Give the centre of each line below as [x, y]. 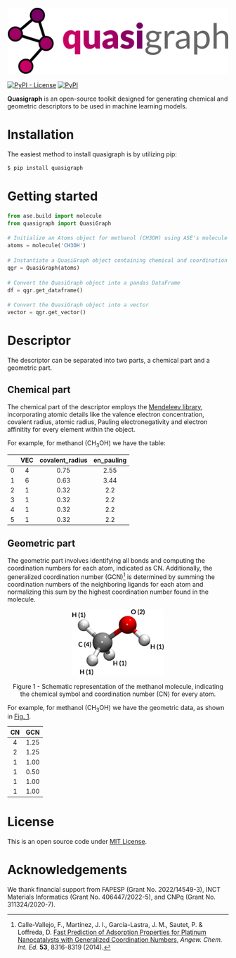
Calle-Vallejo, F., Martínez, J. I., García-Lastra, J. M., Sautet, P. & [110, 924]
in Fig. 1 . [19, 716]
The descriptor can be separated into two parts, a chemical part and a [109, 360]
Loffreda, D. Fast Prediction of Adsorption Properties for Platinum [112, 932]
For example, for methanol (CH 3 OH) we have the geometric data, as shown [116, 708]
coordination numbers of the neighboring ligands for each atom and [105, 584]
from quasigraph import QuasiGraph [59, 223]
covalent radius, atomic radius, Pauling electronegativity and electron [107, 422]
